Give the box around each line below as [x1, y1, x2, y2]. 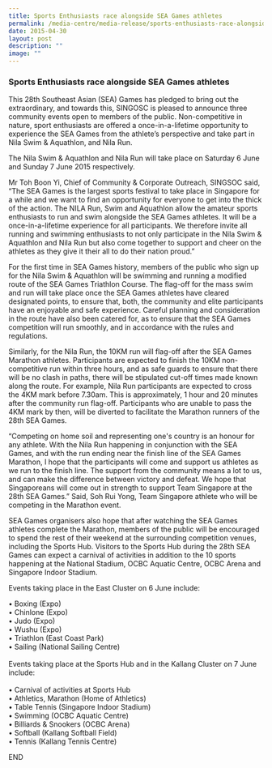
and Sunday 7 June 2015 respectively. [8, 162, 135, 172]
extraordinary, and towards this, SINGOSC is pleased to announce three [8, 103, 248, 113]
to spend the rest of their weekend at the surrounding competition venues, [8, 533, 257, 543]
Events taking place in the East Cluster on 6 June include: [8, 583, 201, 593]
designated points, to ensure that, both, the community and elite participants [8, 297, 264, 306]
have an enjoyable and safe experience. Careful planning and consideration [8, 305, 261, 315]
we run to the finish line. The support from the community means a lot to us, [8, 466, 262, 476]
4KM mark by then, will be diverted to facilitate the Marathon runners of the [8, 407, 261, 417]
